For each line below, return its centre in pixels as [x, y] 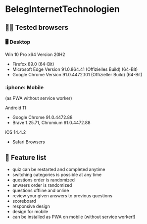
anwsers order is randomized [42, 185]
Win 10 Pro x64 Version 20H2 [35, 54]
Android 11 [16, 108]
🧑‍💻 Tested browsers [37, 28]
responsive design [31, 206]
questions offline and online [41, 190]
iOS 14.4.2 [16, 132]
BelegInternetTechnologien [62, 9]
